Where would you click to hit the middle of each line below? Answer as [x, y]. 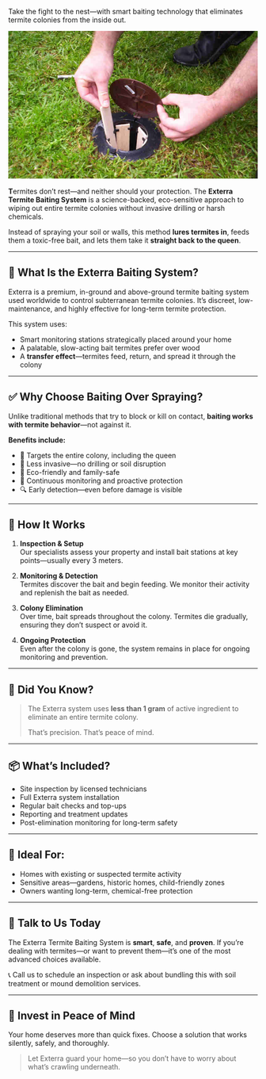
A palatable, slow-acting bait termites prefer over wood [110, 347]
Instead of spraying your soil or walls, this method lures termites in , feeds [129, 231]
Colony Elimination [51, 608]
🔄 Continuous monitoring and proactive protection [101, 480]
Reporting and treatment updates [74, 814]
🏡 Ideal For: [36, 855]
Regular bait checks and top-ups [73, 806]
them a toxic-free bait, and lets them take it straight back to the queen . [125, 240]
